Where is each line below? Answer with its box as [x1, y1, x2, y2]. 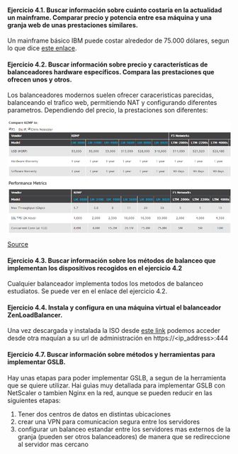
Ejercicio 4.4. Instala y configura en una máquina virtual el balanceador [7, 303, 222, 312]
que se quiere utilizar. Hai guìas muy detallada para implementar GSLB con [7, 381, 225, 390]
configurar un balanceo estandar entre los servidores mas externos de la [17, 425, 231, 433]
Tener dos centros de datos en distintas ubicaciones [17, 409, 171, 418]
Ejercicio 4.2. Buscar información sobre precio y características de [7, 60, 208, 69]
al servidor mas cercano [17, 440, 89, 448]
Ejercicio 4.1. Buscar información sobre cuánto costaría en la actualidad [7, 6, 222, 14]
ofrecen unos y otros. [7, 75, 72, 84]
